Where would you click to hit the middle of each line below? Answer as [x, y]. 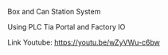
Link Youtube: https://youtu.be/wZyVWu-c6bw [84, 42]
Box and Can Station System [54, 12]
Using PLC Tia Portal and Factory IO [66, 27]
